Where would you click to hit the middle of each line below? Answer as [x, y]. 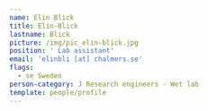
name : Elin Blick [42, 17]
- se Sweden [40, 76]
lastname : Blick [40, 34]
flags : [22, 68]
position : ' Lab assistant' [62, 51]
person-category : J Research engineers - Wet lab [104, 84]
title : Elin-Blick [44, 26]
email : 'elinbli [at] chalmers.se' [76, 59]
